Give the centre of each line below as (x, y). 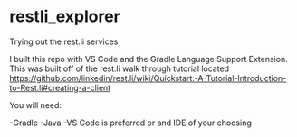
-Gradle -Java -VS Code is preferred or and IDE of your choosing (130, 123)
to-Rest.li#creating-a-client (60, 87)
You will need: (35, 105)
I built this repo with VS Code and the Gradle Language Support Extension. (148, 59)
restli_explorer (65, 17)
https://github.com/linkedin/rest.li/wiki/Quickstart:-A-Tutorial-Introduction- (148, 78)
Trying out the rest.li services (64, 41)
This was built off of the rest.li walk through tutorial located (119, 68)
